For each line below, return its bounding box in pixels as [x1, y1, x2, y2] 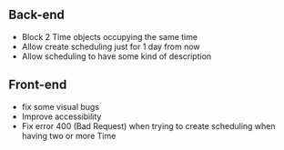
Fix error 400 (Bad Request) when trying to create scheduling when [21, 120, 276, 131]
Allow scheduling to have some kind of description [21, 50, 212, 62]
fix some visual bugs [21, 101, 100, 112]
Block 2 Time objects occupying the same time [21, 31, 198, 42]
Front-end [8, 77, 67, 93]
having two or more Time [21, 130, 117, 141]
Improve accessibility [21, 111, 102, 122]
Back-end [8, 7, 66, 23]
